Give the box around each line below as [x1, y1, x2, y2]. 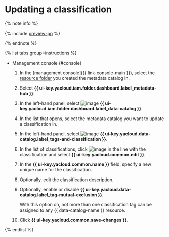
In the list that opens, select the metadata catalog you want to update [19, 115, 164, 122]
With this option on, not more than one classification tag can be [19, 201, 152, 208]
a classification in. [19, 121, 58, 127]
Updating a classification [5, 4, 112, 15]
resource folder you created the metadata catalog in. [19, 75, 130, 81]
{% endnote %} [5, 40, 37, 46]
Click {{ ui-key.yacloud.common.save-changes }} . [19, 217, 129, 223]
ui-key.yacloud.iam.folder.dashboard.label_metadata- [39, 85, 157, 91]
